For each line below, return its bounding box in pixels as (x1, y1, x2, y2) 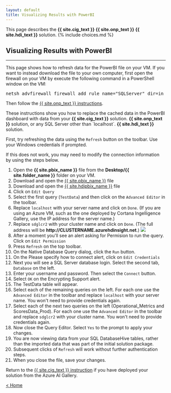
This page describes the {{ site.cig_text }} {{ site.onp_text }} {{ (6, 26, 140, 32)
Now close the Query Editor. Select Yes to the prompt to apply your (13, 325, 153, 331)
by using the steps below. (6, 157, 59, 163)
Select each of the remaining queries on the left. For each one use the (13, 286, 159, 293)
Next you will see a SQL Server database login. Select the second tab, (13, 259, 160, 266)
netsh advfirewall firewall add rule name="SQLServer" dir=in (6, 91, 164, 97)
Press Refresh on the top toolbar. (13, 243, 82, 250)
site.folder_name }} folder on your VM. (13, 172, 96, 178)
